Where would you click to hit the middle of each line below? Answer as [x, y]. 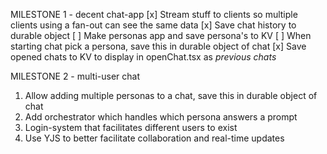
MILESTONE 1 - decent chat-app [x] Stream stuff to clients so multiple [154, 14]
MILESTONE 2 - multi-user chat [75, 76]
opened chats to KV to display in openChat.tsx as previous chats [143, 57]
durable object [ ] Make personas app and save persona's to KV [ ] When [161, 35]
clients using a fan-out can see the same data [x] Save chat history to [153, 25]
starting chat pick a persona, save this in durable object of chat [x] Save [158, 46]
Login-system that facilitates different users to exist [131, 127]
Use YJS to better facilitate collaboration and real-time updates [154, 138]
